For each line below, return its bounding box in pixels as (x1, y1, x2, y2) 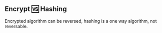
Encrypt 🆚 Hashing (4, 5, 67, 13)
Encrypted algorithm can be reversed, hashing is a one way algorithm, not (4, 18, 157, 24)
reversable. (4, 23, 28, 29)
